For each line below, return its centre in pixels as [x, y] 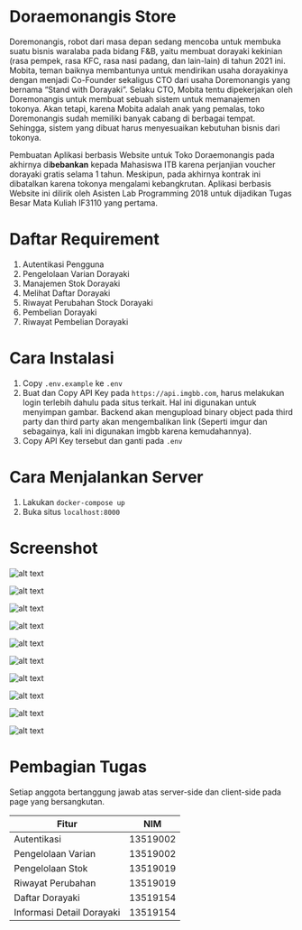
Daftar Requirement [84, 239]
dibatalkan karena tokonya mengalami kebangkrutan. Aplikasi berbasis [141, 183]
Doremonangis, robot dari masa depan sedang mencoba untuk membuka [145, 41]
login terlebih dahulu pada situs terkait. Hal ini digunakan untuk [139, 402]
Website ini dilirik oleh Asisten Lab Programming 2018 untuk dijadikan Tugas [151, 193]
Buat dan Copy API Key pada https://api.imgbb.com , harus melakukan [153, 392]
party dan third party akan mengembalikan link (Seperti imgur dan [145, 421]
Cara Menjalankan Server [106, 477]
